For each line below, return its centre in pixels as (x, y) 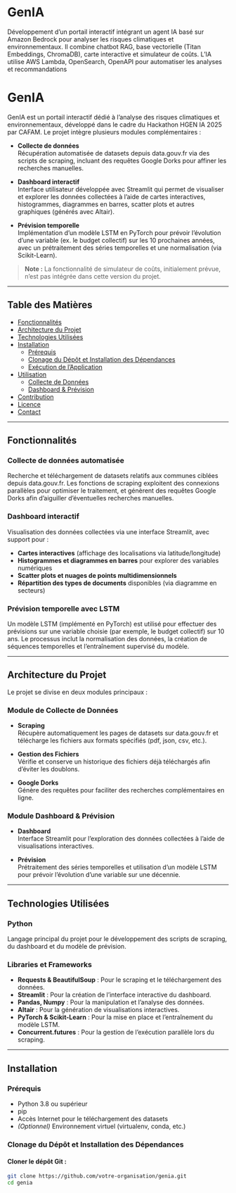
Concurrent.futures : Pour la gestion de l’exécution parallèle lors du (116, 1033)
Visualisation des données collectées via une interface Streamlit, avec (108, 531)
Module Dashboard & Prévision (61, 816)
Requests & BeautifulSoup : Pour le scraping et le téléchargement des (119, 980)
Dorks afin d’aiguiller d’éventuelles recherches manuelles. (91, 498)
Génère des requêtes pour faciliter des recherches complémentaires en (121, 790)
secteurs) (31, 590)
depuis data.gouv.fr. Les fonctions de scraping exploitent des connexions (113, 484)
